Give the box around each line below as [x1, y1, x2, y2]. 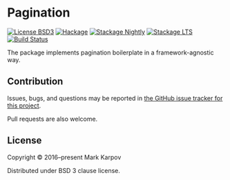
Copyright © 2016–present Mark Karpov [7, 153, 122, 161]
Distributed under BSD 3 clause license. [7, 166, 121, 174]
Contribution [7, 76, 64, 88]
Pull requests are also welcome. [7, 114, 98, 123]
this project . [7, 101, 41, 110]
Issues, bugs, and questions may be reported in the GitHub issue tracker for [7, 94, 223, 102]
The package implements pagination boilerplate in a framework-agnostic [7, 48, 214, 57]
